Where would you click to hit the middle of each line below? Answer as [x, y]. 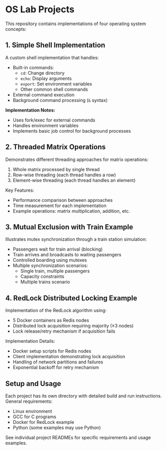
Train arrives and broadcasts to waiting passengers [67, 255]
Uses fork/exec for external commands [54, 120]
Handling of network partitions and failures [58, 362]
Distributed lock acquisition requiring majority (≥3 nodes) [73, 326]
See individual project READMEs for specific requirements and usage [78, 437]
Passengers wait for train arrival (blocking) [58, 249]
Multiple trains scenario [45, 282]
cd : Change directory [43, 73]
